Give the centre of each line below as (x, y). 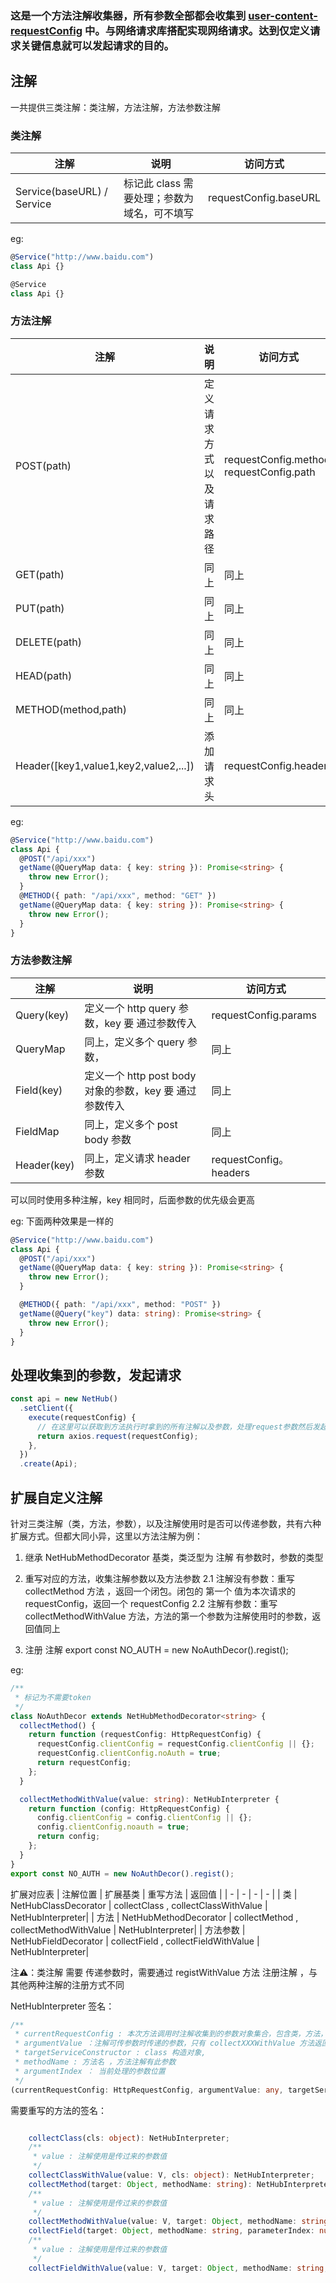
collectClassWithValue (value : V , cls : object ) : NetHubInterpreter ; (171, 2175)
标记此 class (152, 184)
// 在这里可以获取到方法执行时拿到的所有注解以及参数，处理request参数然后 (174, 1427)
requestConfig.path (270, 472)
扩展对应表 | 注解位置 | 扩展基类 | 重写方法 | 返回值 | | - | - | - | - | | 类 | (154, 1894)
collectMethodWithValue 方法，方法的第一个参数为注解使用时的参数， (168, 1616)
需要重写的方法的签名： (58, 2110)
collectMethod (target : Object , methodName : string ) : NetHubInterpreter (180, 2184)
